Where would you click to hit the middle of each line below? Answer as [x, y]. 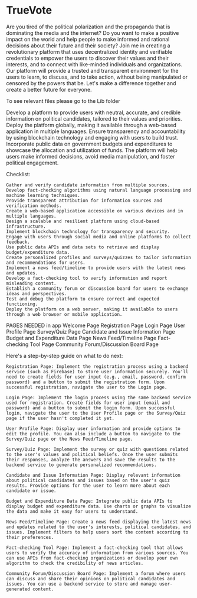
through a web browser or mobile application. [64, 314]
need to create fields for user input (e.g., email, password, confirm [96, 377]
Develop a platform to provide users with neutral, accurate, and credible [93, 112]
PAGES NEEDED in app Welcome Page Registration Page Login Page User [96, 325]
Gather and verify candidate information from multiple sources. [88, 185]
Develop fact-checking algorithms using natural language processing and [99, 190]
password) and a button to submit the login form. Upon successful [91, 408]
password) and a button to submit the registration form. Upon [86, 382]
